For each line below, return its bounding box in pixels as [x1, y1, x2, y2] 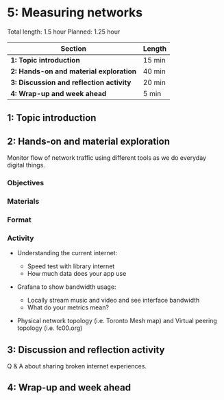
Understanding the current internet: [16, 249, 118, 257]
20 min [142, 78, 166, 87]
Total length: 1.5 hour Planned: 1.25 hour [7, 27, 121, 36]
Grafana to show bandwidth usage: [16, 283, 116, 291]
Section [60, 43, 87, 53]
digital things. [7, 161, 46, 169]
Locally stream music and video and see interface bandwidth [27, 296, 200, 305]
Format [7, 215, 32, 224]
